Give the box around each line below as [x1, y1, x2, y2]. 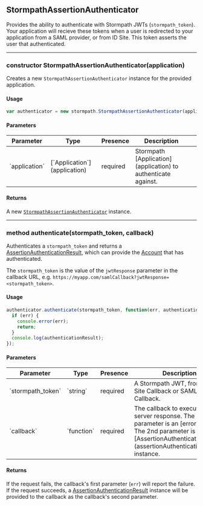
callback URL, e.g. [6, 273, 52, 280]
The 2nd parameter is [134, 427, 196, 435]
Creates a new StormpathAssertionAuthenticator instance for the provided [6, 75, 192, 82]
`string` [66, 387, 88, 395]
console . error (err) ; [17, 318, 69, 324]
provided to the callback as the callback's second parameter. [6, 493, 158, 500]
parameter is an [134, 419, 179, 428]
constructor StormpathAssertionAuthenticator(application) [6, 61, 185, 69]
